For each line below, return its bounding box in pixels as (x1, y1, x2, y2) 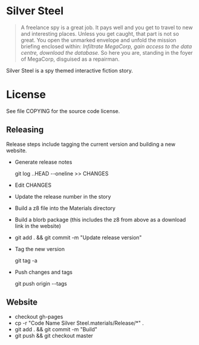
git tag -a (14, 257, 37, 264)
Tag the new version (14, 245, 65, 252)
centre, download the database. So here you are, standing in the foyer (20, 49, 193, 56)
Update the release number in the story (14, 193, 111, 200)
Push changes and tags (14, 268, 73, 275)
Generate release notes (14, 158, 72, 165)
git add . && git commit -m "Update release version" (14, 234, 142, 241)
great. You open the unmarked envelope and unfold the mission (20, 36, 176, 43)
